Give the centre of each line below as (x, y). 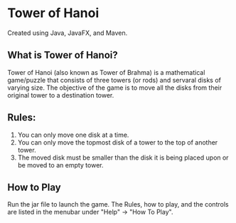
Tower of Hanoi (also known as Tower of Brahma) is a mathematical (106, 72)
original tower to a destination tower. (61, 95)
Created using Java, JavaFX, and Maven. (68, 33)
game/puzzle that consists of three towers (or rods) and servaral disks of (114, 80)
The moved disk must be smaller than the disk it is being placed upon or (123, 157)
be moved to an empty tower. (61, 165)
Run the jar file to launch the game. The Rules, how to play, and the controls (118, 204)
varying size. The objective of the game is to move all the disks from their (115, 88)
